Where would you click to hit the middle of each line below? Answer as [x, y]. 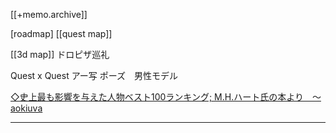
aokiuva [26, 108]
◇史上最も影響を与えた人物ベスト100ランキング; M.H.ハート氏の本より [157, 97]
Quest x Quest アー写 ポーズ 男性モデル [94, 75]
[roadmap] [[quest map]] [61, 33]
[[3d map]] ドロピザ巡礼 [60, 54]
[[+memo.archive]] [49, 14]
